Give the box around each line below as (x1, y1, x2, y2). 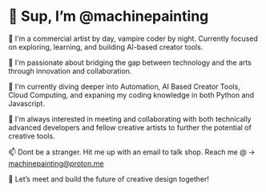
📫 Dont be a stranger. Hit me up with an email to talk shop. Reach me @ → (8, 147, 256, 157)
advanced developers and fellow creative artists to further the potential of (8, 122, 252, 132)
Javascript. (8, 98, 46, 108)
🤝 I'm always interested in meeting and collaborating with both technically (8, 114, 252, 123)
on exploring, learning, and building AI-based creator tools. (8, 42, 204, 51)
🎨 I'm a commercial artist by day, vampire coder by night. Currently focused (8, 34, 258, 43)
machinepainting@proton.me (8, 158, 104, 168)
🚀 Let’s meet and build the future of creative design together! (8, 174, 210, 183)
